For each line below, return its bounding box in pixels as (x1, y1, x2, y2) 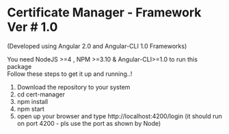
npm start (16, 105, 44, 113)
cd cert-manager (16, 90, 65, 98)
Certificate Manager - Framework (7, 5, 202, 21)
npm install (16, 97, 49, 105)
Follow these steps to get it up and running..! (7, 70, 133, 78)
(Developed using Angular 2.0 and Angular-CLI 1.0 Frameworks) (7, 42, 187, 50)
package (7, 62, 32, 70)
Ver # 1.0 (7, 19, 58, 35)
